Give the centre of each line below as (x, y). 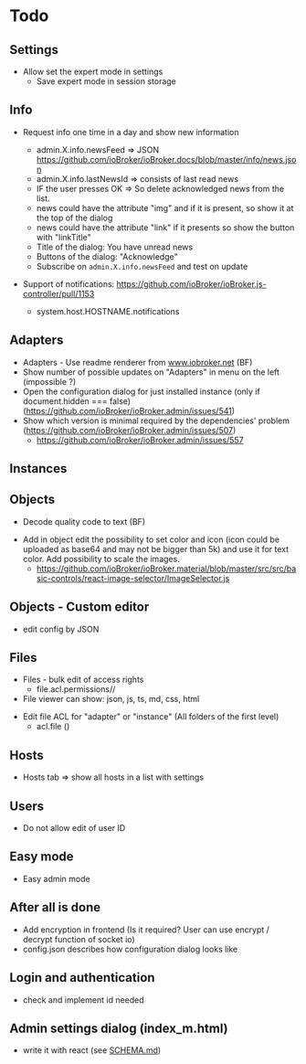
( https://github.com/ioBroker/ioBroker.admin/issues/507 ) (129, 430)
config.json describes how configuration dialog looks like (130, 949)
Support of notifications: (69, 283)
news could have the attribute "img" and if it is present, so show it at (165, 207)
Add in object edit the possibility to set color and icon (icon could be (151, 539)
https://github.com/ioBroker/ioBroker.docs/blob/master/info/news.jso (166, 159)
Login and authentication (82, 978)
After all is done (55, 907)
